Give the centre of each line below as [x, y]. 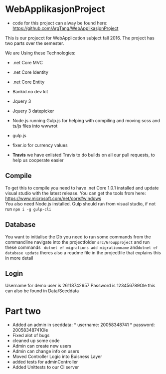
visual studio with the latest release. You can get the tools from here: [76, 193]
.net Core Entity [28, 82]
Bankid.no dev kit [30, 91]
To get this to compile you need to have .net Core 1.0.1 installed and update [82, 187]
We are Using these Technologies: [40, 53]
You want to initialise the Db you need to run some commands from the [78, 237]
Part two [23, 311]
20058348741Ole [30, 330]
